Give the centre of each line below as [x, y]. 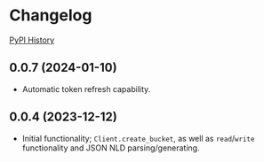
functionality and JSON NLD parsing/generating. [111, 148]
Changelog [51, 15]
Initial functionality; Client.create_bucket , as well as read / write [138, 138]
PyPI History [32, 40]
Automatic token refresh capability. [86, 89]
